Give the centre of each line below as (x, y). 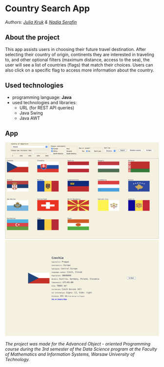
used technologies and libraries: (44, 102)
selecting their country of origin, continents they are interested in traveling (80, 54)
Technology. (18, 360)
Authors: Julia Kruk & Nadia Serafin (41, 22)
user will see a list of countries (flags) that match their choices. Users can (79, 65)
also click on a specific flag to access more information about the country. (80, 70)
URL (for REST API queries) (47, 108)
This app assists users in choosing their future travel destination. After (76, 49)
